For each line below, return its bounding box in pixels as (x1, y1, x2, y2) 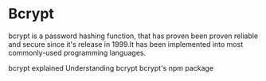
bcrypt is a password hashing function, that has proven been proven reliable (8, 31, 259, 40)
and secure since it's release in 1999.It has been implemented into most (8, 39, 244, 48)
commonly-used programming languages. (8, 48, 146, 57)
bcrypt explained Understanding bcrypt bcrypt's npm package (8, 63, 213, 72)
